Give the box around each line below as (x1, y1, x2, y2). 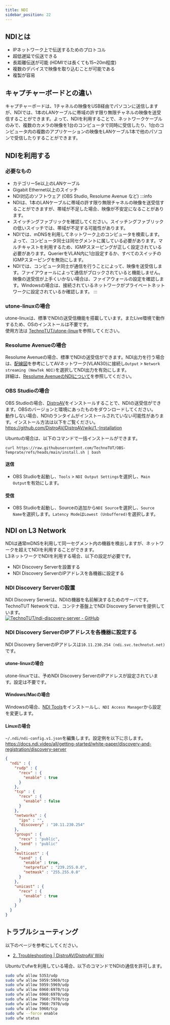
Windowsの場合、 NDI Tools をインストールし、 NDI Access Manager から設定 (5, 704, 161, 710)
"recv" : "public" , (18, 837, 60, 842)
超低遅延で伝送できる (12, 53, 57, 59)
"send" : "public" (18, 841, 58, 846)
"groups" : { (14, 832, 42, 837)
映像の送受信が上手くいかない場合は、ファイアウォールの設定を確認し (12, 275, 160, 282)
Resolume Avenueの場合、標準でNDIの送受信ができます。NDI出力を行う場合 (5, 354, 165, 361)
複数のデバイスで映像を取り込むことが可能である (12, 66, 115, 72)
